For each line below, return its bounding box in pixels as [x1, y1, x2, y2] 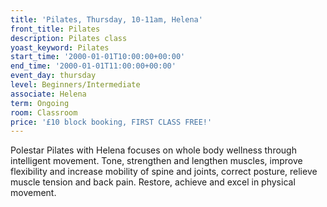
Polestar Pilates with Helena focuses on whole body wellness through [10, 144, 297, 156]
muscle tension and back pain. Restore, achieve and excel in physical [10, 176, 296, 188]
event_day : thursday [10, 71, 97, 81]
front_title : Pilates [10, 24, 101, 34]
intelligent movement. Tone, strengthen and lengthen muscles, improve [10, 155, 303, 167]
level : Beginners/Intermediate [10, 80, 141, 90]
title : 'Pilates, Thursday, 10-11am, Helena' [10, 14, 203, 25]
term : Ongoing [10, 98, 70, 108]
